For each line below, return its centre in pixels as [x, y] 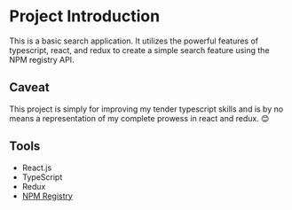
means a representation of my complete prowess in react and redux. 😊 [139, 118]
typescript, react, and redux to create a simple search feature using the [139, 50]
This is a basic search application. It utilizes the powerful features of [134, 41]
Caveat [30, 87]
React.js [37, 167]
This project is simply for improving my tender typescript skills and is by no [146, 109]
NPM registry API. [42, 59]
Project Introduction [85, 16]
